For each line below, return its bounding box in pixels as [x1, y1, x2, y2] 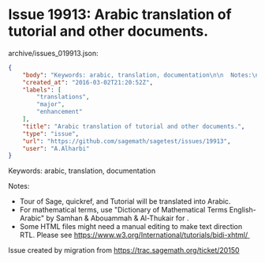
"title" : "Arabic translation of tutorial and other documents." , [22, 122, 245, 130]
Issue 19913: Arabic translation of [8, 6, 232, 24]
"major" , [36, 100, 65, 108]
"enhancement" [36, 108, 83, 116]
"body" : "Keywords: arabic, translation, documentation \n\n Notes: [22, 71, 252, 79]
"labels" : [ [22, 85, 62, 94]
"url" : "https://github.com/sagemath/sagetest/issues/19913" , [22, 137, 231, 145]
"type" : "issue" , [22, 130, 80, 137]
